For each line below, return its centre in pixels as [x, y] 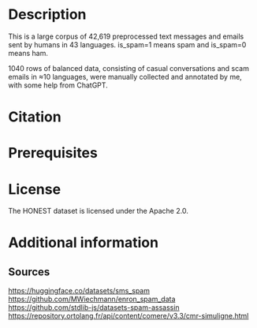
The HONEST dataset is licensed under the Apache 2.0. [99, 211]
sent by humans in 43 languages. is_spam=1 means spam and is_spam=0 [127, 44]
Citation [35, 117]
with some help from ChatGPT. [58, 85]
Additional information [84, 243]
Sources [29, 272]
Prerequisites [53, 153]
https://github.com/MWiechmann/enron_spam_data [92, 299]
